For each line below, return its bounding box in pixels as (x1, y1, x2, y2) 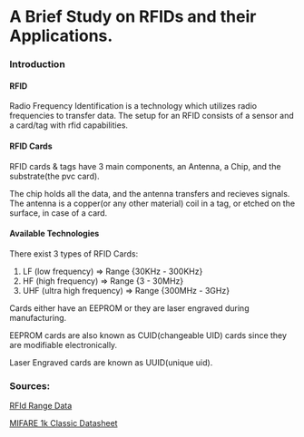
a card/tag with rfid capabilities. (9, 120, 129, 131)
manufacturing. (9, 312, 67, 323)
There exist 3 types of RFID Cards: (9, 248, 139, 259)
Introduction (9, 58, 65, 71)
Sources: (9, 379, 51, 392)
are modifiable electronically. (9, 339, 118, 350)
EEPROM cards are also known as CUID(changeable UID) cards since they (9, 329, 288, 341)
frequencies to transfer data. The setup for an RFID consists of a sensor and (9, 111, 295, 121)
